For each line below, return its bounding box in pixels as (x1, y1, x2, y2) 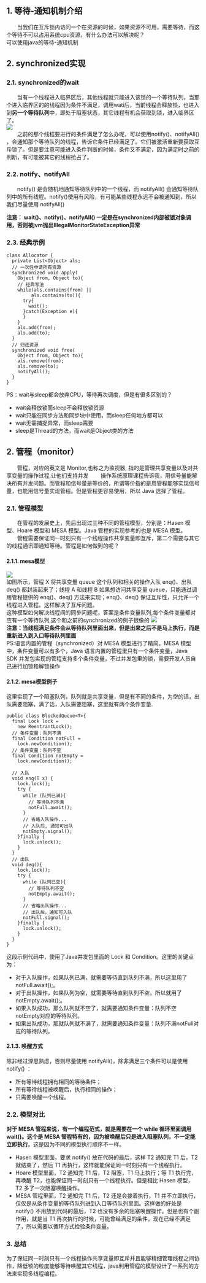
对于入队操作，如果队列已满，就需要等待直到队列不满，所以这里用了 (15, 974, 188, 981)
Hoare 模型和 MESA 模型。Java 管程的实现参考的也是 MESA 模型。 (17, 527, 186, 534)
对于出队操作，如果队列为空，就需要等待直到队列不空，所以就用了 (15, 989, 182, 996)
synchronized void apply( (12, 269, 78, 276)
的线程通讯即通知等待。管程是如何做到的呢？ (6, 542, 120, 549)
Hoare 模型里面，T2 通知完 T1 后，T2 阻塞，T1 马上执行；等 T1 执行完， (15, 1169, 197, 1177)
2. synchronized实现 (6, 58, 86, 69)
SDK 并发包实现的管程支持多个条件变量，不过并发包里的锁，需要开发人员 (6, 655, 191, 662)
